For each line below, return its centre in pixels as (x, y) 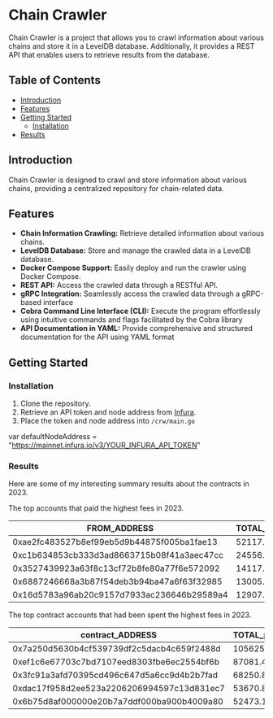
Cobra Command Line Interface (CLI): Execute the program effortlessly (141, 311)
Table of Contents (55, 80)
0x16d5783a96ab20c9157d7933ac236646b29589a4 (120, 595)
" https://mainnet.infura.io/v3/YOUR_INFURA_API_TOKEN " (104, 446)
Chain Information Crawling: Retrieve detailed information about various (142, 233)
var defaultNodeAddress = (53, 437)
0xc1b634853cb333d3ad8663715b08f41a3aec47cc (118, 555)
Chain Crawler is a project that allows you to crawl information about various (136, 37)
